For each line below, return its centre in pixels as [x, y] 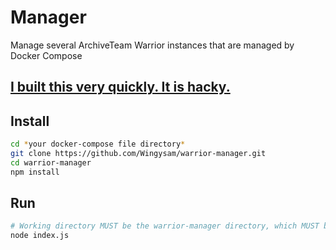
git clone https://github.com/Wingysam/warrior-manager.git [138, 154]
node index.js [40, 236]
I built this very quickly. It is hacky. [120, 87]
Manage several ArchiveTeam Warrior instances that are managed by [152, 45]
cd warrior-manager [51, 162]
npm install [35, 172]
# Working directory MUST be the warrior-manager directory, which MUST [165, 226]
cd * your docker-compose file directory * [98, 144]
